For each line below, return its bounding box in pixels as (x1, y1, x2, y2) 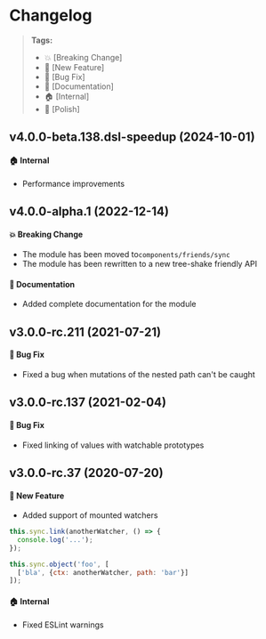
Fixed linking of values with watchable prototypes (21, 440, 205, 450)
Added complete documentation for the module (21, 299, 197, 310)
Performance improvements (21, 178, 125, 189)
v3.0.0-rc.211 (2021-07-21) (9, 324, 162, 339)
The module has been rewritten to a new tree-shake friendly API (21, 259, 258, 270)
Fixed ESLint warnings (21, 619, 104, 630)
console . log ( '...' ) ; (17, 535, 93, 544)
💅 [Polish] (44, 103, 80, 114)
